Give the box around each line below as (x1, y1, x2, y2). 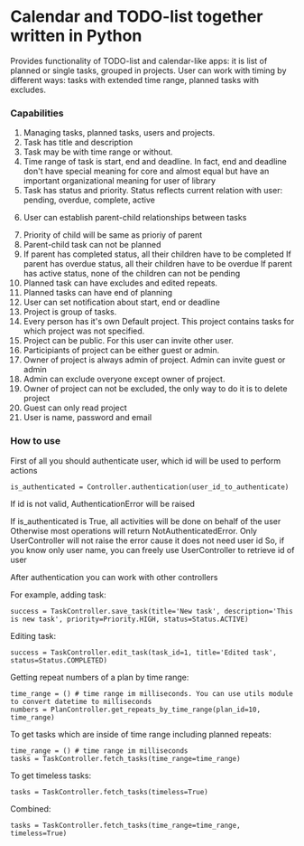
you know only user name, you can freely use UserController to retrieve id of (10, 544, 295, 555)
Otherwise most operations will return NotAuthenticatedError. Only (10, 525, 258, 536)
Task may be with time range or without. (23, 146, 173, 157)
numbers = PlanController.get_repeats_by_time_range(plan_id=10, (10, 705, 261, 714)
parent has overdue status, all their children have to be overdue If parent (23, 258, 292, 269)
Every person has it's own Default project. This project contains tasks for (23, 316, 295, 327)
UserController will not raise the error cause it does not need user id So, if (10, 535, 285, 546)
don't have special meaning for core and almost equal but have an (23, 165, 270, 177)
